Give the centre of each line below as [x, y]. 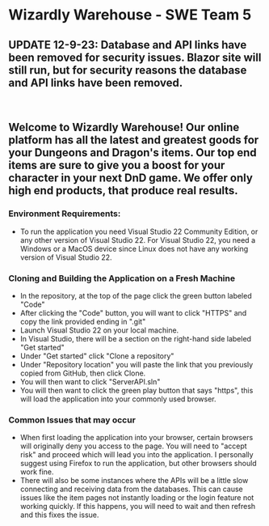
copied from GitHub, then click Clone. [83, 373]
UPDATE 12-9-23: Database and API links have [128, 45]
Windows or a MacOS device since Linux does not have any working [134, 248]
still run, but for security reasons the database [128, 70]
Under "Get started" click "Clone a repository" [97, 356]
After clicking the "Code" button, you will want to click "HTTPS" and [133, 312]
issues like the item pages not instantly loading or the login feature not [137, 498]
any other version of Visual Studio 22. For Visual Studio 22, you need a [138, 240]
